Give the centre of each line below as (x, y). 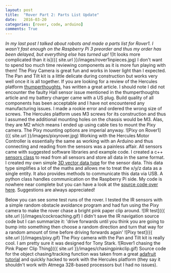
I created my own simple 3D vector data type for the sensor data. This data (84, 163)
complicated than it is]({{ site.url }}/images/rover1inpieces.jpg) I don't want (84, 60)
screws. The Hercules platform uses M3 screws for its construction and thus (86, 114)
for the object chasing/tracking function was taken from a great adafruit (81, 254)
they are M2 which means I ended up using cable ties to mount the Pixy (80, 125)
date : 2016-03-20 (26, 19)
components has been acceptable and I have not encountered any (75, 103)
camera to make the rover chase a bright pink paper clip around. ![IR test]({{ (85, 211)
